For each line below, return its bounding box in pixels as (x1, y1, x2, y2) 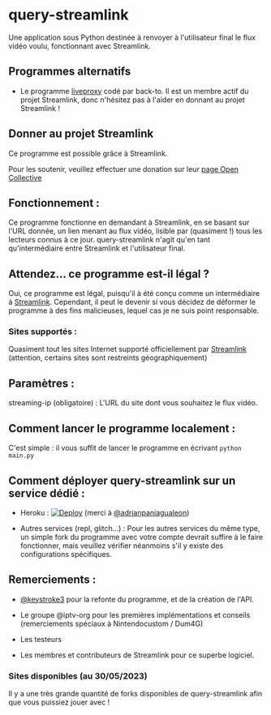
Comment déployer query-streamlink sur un (8, 473, 236, 487)
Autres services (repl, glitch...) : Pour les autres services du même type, (19, 523, 260, 533)
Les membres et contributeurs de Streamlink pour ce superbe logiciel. (19, 650, 255, 660)
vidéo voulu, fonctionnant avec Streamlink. (8, 41, 152, 50)
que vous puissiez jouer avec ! (8, 697, 110, 707)
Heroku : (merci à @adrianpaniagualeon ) (19, 507, 190, 517)
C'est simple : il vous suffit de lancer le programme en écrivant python (8, 443, 242, 453)
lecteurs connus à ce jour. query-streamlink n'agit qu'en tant (8, 235, 211, 245)
